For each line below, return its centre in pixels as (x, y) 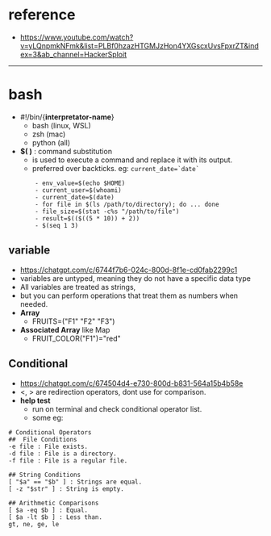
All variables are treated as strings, (78, 287)
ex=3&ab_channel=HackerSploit (73, 54)
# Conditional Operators (50, 432)
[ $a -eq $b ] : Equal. (48, 510)
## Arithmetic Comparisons (54, 503)
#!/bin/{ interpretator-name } (67, 117)
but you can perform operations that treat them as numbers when (129, 295)
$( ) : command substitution (66, 151)
